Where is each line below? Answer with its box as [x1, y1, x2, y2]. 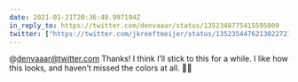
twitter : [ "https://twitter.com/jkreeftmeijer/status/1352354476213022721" [9, 29, 295, 38]
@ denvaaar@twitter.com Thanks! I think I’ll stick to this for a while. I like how [9, 54, 288, 64]
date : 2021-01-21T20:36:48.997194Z [9, 12, 141, 22]
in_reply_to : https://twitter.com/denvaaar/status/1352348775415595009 [9, 21, 279, 30]
